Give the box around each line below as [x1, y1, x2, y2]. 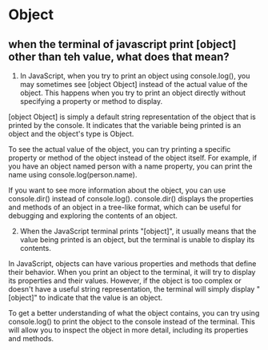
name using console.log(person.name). [8, 170, 138, 179]
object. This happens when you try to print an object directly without [19, 88, 246, 97]
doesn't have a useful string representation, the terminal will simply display [8, 284, 255, 293]
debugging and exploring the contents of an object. [8, 211, 178, 221]
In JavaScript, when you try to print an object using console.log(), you [19, 71, 250, 81]
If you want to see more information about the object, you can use [8, 185, 226, 195]
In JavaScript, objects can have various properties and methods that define [8, 259, 257, 268]
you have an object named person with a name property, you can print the [8, 161, 253, 171]
